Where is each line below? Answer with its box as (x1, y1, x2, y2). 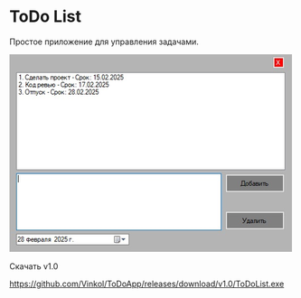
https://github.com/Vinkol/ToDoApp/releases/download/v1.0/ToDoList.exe (9, 278, 285, 289)
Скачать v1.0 (9, 260, 59, 272)
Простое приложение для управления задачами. (9, 36, 199, 47)
